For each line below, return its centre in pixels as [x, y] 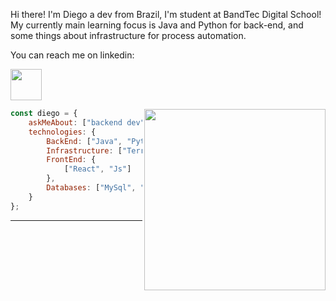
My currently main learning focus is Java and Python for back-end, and [157, 25]
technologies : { [62, 132]
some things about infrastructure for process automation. [128, 35]
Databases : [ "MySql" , [91, 188]
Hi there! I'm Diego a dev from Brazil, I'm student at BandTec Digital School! [166, 14]
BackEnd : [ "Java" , [84, 141]
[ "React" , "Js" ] [97, 169]
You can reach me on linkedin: [72, 55]
